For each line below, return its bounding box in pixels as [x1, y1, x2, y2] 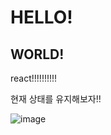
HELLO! [10, 6, 73, 29]
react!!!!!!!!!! [10, 72, 58, 84]
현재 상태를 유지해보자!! [10, 93, 102, 105]
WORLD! [10, 46, 65, 63]
